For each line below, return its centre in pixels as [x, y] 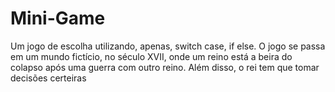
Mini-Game [58, 18]
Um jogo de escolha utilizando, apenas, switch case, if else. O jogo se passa [168, 46]
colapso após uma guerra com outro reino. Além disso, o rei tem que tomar [165, 67]
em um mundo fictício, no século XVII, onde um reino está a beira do [151, 56]
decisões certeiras [48, 78]
